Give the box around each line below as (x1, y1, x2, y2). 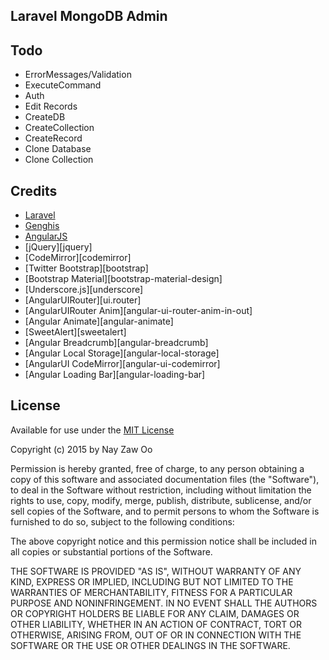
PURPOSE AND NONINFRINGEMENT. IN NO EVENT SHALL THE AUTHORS (10, 597, 318, 609)
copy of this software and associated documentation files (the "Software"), (10, 473, 320, 485)
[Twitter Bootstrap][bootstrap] (24, 262, 149, 274)
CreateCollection (24, 122, 95, 134)
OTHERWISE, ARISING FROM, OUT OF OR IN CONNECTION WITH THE (10, 629, 302, 641)
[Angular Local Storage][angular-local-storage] (24, 347, 220, 359)
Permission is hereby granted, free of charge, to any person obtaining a (10, 462, 305, 474)
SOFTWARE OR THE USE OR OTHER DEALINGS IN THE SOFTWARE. (10, 639, 291, 651)
